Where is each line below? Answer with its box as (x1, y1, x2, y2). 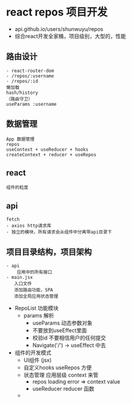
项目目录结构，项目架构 (6, 247, 92, 257)
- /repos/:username (6, 73, 54, 79)
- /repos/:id (6, 78, 38, 84)
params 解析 (23, 312, 54, 319)
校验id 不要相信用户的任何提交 (32, 334, 107, 341)
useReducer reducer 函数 (32, 385, 95, 392)
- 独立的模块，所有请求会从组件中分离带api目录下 (6, 229, 112, 235)
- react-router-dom (6, 68, 54, 74)
